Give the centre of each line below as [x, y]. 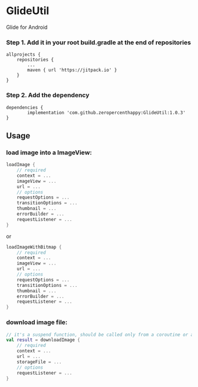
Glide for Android [27, 27]
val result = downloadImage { [43, 340]
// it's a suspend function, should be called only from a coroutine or [97, 335]
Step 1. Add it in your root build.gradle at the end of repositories [99, 42]
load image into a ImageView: [49, 153]
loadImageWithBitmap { [34, 247]
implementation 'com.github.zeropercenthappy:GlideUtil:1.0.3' [106, 113]
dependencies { [25, 107]
